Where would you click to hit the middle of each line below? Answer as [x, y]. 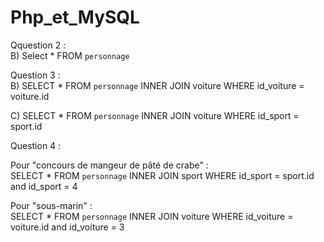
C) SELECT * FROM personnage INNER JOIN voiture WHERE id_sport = [155, 115]
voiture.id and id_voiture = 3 [67, 227]
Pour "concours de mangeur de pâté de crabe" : [109, 165]
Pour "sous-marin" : [51, 205]
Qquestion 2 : [38, 45]
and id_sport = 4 [44, 186]
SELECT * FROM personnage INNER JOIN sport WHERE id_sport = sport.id [162, 175]
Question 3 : [35, 75]
